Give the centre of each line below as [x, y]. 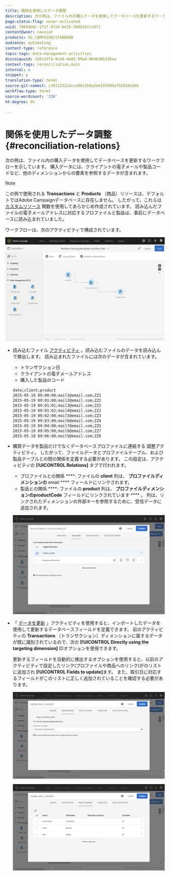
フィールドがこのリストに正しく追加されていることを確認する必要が [88, 678]
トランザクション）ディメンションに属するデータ [112, 636]
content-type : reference [31, 48]
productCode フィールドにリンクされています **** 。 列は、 [97, 495]
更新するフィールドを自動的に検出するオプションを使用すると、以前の [86, 659]
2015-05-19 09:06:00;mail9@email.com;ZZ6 [57, 436]
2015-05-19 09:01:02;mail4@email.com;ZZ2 [57, 411]
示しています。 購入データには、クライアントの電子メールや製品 [85, 167]
